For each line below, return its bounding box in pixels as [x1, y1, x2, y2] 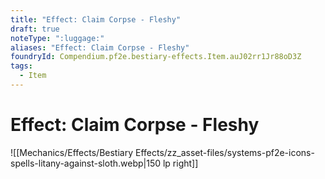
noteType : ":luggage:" [10, 33, 105, 43]
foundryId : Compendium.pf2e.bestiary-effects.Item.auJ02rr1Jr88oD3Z [10, 52, 302, 62]
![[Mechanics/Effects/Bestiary [10, 146, 134, 158]
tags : [10, 61, 33, 71]
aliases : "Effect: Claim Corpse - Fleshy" [10, 42, 190, 53]
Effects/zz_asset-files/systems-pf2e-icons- [134, 146, 315, 158]
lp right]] [162, 157, 199, 169]
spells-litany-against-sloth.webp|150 [10, 157, 162, 169]
